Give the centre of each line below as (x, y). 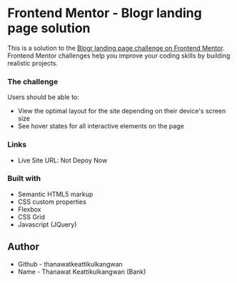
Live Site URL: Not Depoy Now (62, 160)
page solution (49, 28)
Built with (24, 178)
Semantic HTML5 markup (55, 194)
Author (23, 247)
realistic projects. (33, 63)
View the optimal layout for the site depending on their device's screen (122, 111)
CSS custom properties (52, 202)
